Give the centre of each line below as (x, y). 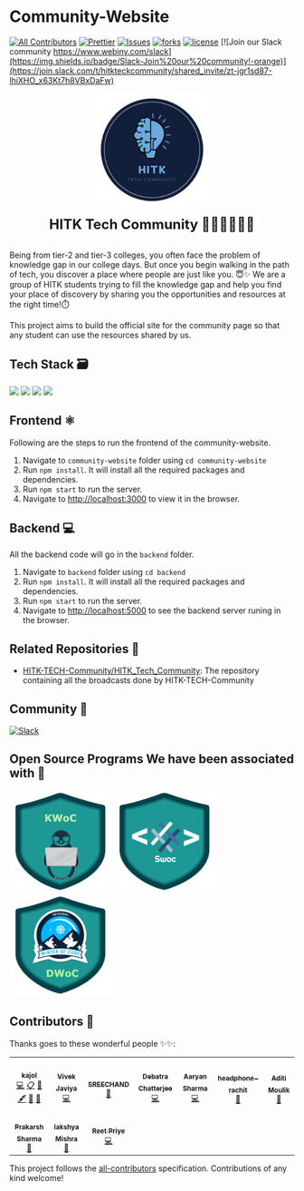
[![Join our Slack (251, 42)
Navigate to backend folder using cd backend (104, 572)
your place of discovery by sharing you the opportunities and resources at (148, 294)
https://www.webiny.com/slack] (112, 51)
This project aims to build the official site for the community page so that (145, 325)
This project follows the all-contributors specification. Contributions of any (148, 1168)
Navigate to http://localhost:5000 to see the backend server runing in (152, 610)
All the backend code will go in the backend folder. (102, 554)
